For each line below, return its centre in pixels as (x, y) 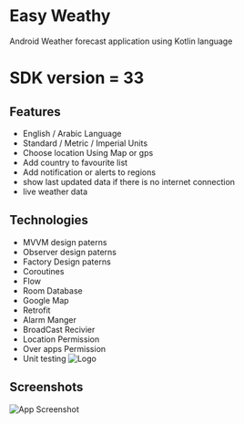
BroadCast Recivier (59, 329)
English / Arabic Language (72, 133)
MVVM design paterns (65, 242)
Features (35, 112)
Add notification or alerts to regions (89, 172)
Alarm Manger (50, 319)
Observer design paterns (69, 252)
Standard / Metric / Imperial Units (85, 143)
